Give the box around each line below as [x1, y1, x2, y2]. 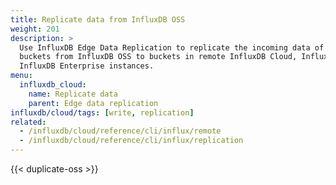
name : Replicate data [28, 89, 118, 99]
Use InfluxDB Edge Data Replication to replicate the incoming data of [19, 42, 325, 53]
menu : [10, 71, 33, 81]
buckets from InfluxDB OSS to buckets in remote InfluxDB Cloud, [19, 52, 298, 62]
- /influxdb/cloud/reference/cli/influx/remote [19, 126, 222, 136]
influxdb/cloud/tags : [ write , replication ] [10, 107, 195, 118]
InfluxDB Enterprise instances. [19, 61, 155, 71]
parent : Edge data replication [28, 98, 159, 108]
